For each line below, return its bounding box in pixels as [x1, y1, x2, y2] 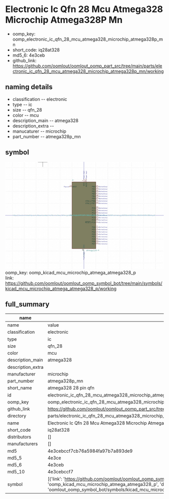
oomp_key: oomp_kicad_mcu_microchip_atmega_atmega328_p [5, 269, 136, 275]
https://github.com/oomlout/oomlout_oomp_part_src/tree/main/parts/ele [12, 63, 162, 69]
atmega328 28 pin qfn [47, 385, 95, 391]
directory [7, 413, 27, 419]
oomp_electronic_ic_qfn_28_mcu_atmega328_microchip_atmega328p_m [12, 36, 163, 42]
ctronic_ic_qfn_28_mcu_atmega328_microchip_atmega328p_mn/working [12, 68, 164, 74]
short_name [7, 385, 32, 391]
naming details [5, 83, 53, 91]
